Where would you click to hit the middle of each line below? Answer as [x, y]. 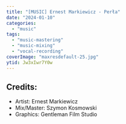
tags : [13, 34]
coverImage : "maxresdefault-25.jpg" [52, 57]
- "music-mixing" [34, 46]
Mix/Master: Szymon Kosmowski [56, 108]
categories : [21, 23]
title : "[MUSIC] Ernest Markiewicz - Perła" [63, 12]
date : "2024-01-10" [31, 18]
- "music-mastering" [38, 40]
